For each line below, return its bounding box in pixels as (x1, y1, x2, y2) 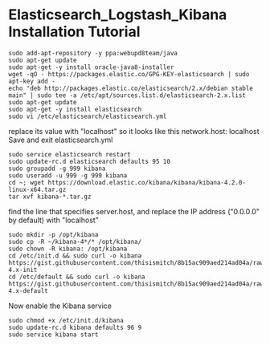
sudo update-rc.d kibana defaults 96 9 (8, 323, 142, 331)
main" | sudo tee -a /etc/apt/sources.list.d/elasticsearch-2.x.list (8, 91, 247, 99)
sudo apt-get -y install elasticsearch (8, 105, 142, 113)
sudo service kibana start (8, 331, 99, 339)
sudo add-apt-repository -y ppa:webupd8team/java (8, 49, 178, 57)
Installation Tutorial (8, 22, 141, 41)
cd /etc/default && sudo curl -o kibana (8, 273, 146, 281)
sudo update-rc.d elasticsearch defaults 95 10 (8, 157, 171, 165)
